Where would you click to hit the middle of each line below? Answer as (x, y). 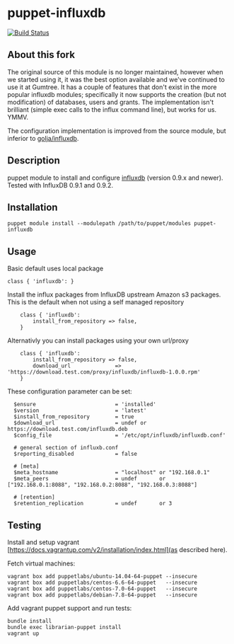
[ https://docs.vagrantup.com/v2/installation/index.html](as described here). (117, 550)
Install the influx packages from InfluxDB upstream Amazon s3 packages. (114, 294)
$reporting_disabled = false (76, 454)
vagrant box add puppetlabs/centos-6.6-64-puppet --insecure (103, 582)
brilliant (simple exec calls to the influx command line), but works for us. (112, 109)
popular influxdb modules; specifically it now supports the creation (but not (117, 94)
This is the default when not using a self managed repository (96, 302)
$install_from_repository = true (74, 417)
